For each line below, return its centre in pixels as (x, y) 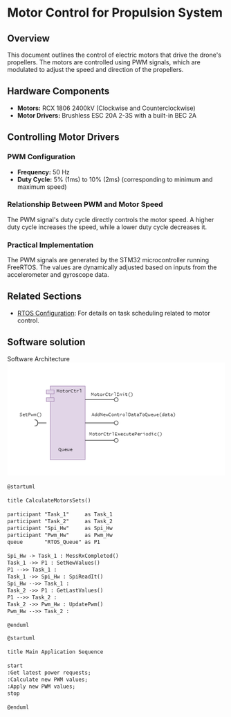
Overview (29, 38)
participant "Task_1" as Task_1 (60, 515)
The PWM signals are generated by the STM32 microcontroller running (108, 260)
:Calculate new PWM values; (48, 680)
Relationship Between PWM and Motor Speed (85, 204)
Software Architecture (39, 358)
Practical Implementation (50, 245)
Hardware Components (58, 91)
